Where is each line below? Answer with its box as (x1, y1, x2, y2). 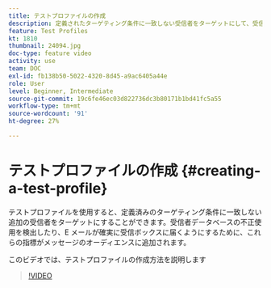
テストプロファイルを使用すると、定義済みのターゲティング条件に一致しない (8, 207, 262, 217)
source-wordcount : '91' (8, 110, 89, 118)
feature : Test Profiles (8, 27, 89, 35)
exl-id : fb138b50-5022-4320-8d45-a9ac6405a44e (8, 72, 168, 80)
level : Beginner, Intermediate (8, 87, 114, 95)
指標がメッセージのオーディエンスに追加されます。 (22, 237, 191, 247)
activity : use (8, 57, 56, 66)
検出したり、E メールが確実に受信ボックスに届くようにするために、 (22, 227, 248, 237)
